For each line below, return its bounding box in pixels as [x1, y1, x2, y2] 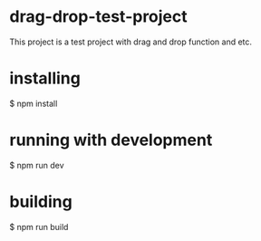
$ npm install [9, 98, 58, 109]
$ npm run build [9, 221, 69, 232]
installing [9, 68, 82, 89]
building [9, 192, 72, 212]
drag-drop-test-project [9, 6, 188, 27]
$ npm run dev [9, 159, 65, 170]
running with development [9, 130, 213, 150]
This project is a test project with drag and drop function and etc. [9, 36, 252, 47]
